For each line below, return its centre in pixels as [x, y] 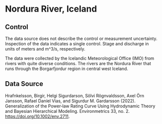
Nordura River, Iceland [51, 9]
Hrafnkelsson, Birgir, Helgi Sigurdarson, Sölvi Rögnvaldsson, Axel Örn [75, 95]
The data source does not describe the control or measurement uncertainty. [81, 38]
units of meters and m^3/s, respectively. [45, 49]
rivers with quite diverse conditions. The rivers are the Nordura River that [78, 63]
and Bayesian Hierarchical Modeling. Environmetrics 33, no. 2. [67, 111]
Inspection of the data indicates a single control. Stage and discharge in [77, 44]
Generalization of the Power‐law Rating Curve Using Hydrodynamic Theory [80, 106]
